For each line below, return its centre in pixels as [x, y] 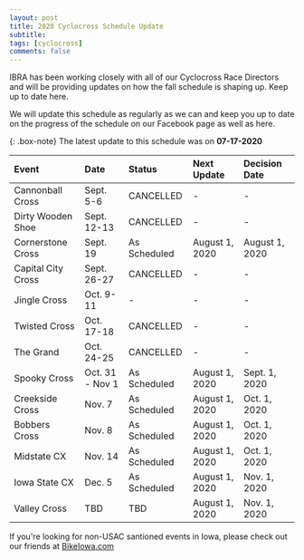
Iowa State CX [44, 483]
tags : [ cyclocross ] [46, 43]
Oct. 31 [100, 372]
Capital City [38, 268]
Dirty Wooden [43, 217]
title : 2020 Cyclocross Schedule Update [87, 26]
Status [143, 169]
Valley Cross [41, 508]
